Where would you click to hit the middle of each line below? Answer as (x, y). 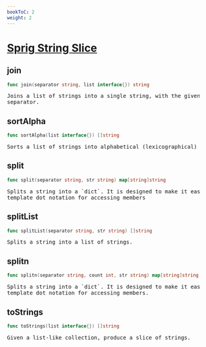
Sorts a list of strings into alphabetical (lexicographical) (102, 147)
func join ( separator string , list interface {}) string (78, 84)
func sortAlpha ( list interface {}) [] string (63, 135)
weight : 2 (20, 18)
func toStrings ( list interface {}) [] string (63, 326)
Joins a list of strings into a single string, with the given (104, 96)
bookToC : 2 (21, 12)
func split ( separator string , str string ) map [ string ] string (86, 180)
